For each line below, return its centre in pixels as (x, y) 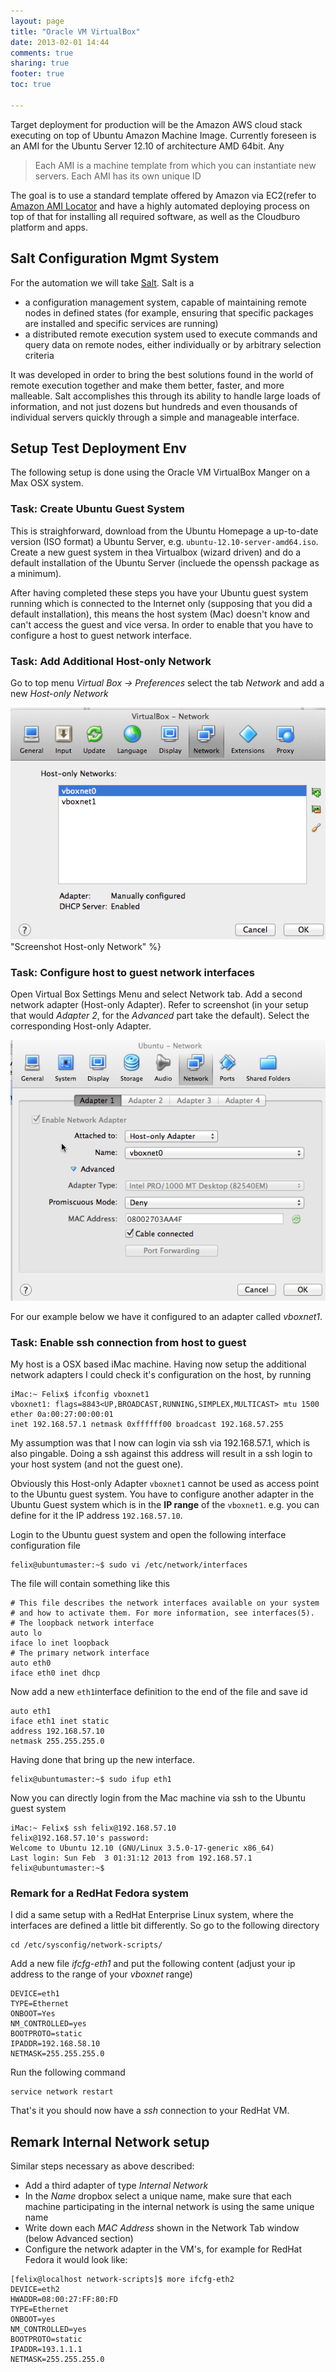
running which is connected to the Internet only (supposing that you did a (161, 603)
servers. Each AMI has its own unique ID (118, 176)
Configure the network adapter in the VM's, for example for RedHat (163, 2249)
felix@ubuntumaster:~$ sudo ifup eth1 (91, 1779)
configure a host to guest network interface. (101, 635)
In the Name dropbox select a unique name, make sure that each (158, 2196)
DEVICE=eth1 (35, 1994)
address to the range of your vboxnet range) (101, 1974)
